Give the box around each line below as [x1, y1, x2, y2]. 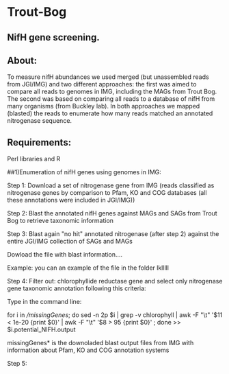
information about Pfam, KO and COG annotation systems [7, 346, 170, 354]
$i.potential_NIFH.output [7, 325, 77, 334]
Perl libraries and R [7, 155, 61, 163]
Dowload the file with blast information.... [7, 250, 123, 259]
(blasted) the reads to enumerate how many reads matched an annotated [7, 109, 213, 117]
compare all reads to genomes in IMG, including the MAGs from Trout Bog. [7, 87, 217, 96]
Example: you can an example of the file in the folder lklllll [7, 264, 170, 272]
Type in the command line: [7, 298, 82, 306]
